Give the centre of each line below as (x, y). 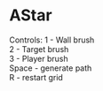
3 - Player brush (39, 58)
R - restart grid (36, 77)
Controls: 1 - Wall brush (52, 40)
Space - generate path (51, 68)
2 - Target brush (39, 49)
